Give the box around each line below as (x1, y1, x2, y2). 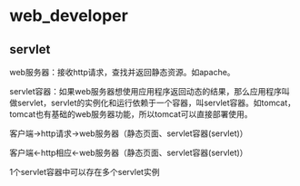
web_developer (9, 5, 129, 26)
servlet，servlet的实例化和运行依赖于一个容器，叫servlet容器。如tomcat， (16, 97, 296, 108)
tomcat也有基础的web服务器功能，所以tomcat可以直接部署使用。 (9, 109, 253, 119)
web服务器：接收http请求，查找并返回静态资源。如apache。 (9, 67, 235, 77)
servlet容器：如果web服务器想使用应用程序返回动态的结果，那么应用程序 (9, 86, 283, 96)
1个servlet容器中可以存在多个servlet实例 (9, 167, 160, 177)
